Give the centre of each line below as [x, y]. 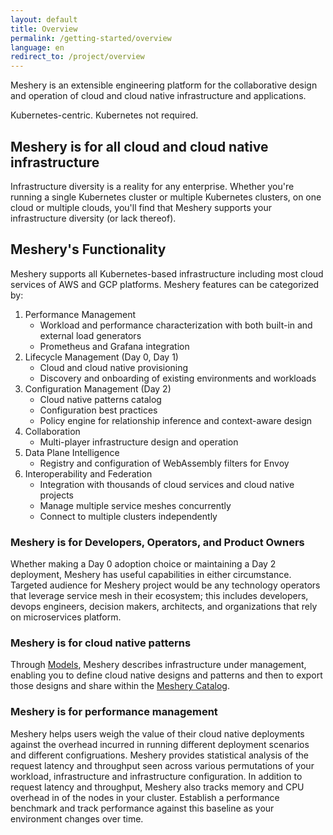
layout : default [44, 19]
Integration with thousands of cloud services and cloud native [167, 484]
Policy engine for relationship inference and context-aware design [176, 420]
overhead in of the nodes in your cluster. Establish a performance [145, 797]
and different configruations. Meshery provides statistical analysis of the [159, 755]
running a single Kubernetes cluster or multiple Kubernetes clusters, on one [166, 197]
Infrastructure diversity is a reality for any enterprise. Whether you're [152, 186]
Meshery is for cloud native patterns [101, 643]
